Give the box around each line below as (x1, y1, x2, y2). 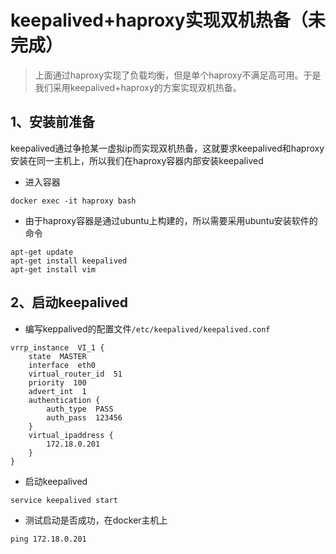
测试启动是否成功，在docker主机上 (24, 514, 168, 526)
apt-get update (10, 247, 74, 257)
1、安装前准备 (10, 114, 96, 131)
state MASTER (28, 351, 87, 361)
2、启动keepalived (10, 294, 128, 311)
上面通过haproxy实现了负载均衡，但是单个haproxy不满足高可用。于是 (34, 69, 322, 81)
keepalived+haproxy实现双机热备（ (10, 9, 308, 32)
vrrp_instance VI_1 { (10, 342, 105, 353)
